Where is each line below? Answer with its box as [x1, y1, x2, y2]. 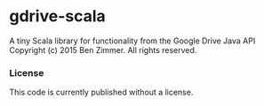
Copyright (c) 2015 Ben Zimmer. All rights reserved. [9, 44, 197, 55]
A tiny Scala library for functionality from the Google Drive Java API [9, 35, 256, 46]
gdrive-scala [9, 6, 107, 26]
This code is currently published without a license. [9, 87, 194, 98]
